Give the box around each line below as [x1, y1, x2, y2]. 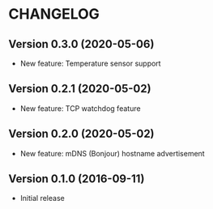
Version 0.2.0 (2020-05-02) [8, 127, 155, 141]
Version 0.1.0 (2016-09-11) [8, 172, 145, 186]
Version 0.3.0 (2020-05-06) [8, 37, 155, 51]
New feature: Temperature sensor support [19, 58, 161, 68]
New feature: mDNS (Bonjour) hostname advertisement [19, 148, 205, 158]
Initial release [19, 194, 65, 203]
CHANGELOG [8, 5, 100, 23]
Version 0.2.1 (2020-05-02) [8, 82, 151, 96]
